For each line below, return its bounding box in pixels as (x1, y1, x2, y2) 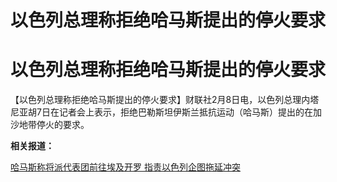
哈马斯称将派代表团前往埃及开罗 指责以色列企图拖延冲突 (10, 161, 241, 173)
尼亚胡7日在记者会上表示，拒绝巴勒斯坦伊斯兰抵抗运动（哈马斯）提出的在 (10, 106, 313, 118)
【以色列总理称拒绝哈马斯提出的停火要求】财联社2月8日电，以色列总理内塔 (10, 94, 320, 106)
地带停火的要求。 (18, 119, 90, 131)
